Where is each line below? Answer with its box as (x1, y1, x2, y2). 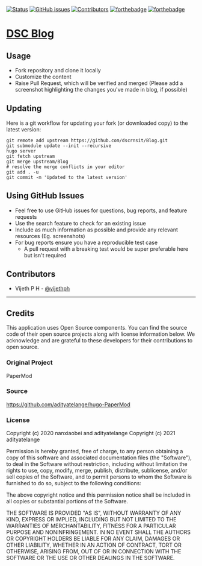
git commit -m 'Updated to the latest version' (6, 174, 128, 180)
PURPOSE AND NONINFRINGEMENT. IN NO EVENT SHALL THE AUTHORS (6, 529, 191, 536)
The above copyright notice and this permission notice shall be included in (6, 491, 191, 498)
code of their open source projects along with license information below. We (6, 330, 195, 338)
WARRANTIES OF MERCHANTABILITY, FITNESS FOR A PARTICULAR (6, 522, 176, 530)
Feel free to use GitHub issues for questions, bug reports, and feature (14, 207, 188, 214)
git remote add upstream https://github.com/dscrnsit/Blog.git (6, 137, 168, 143)
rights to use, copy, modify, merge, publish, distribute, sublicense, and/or (6, 467, 188, 474)
